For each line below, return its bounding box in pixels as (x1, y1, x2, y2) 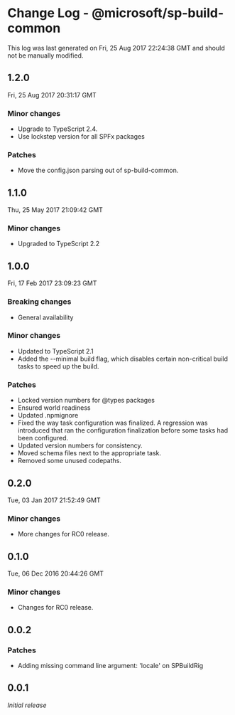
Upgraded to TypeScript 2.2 (17, 240, 100, 248)
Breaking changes (7, 297, 72, 307)
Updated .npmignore (17, 411, 79, 420)
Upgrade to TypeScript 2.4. (17, 125, 98, 133)
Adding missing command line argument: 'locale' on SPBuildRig (17, 662, 204, 670)
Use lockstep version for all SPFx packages (17, 132, 146, 141)
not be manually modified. (7, 51, 84, 60)
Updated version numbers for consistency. (17, 441, 143, 450)
